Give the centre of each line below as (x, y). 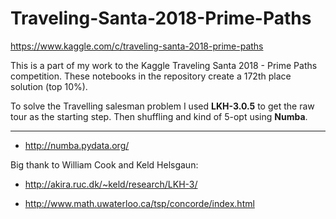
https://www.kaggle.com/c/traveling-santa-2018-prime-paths (137, 46)
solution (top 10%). (49, 86)
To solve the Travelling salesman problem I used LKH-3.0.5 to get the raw (162, 106)
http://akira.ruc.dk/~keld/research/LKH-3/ (111, 184)
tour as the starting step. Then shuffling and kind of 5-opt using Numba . (159, 116)
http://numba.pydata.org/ (77, 145)
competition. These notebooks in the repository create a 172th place (151, 76)
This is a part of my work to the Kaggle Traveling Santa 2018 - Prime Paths (164, 65)
